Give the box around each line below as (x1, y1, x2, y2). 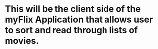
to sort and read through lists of (5, 25, 138, 36)
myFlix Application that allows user (5, 14, 153, 25)
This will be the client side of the (5, 3, 141, 15)
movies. (5, 35, 39, 47)
